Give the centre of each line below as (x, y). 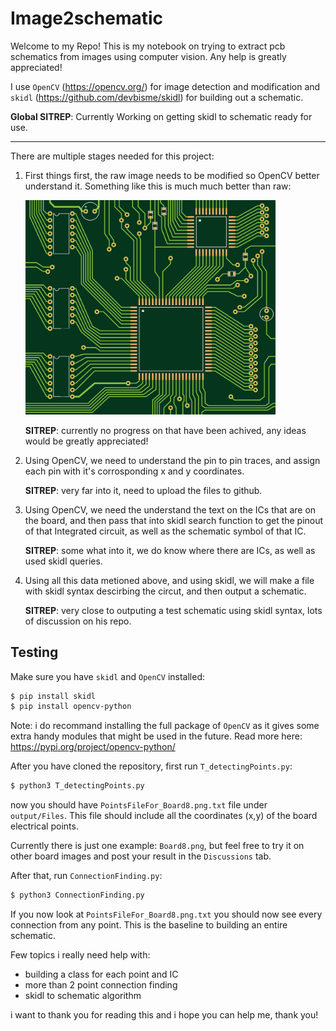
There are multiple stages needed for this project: (112, 156)
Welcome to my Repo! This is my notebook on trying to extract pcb (148, 46)
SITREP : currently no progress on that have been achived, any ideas (165, 430)
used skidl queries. (63, 561)
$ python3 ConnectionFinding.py (77, 895)
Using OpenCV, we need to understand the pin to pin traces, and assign (172, 460)
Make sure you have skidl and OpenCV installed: (108, 676)
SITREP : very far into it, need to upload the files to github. (143, 490)
